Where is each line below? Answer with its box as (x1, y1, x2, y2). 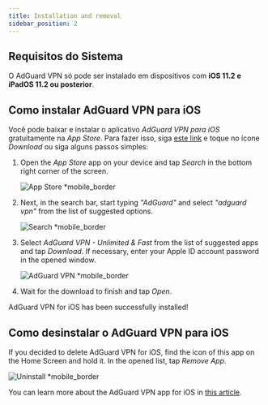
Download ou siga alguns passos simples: (8, 142, 149, 152)
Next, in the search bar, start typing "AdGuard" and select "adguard (19, 198, 247, 208)
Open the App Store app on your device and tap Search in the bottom (19, 157, 253, 167)
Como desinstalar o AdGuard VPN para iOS (8, 325, 229, 339)
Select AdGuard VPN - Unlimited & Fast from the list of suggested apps (19, 238, 259, 248)
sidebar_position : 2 (8, 19, 79, 28)
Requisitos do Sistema (8, 50, 124, 63)
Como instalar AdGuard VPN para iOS (8, 103, 202, 117)
